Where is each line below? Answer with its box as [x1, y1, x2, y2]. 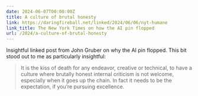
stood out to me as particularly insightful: [6, 53, 106, 60]
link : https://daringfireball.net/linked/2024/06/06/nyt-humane [6, 19, 168, 25]
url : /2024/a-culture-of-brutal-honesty [6, 31, 108, 37]
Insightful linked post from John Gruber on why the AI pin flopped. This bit [6, 47, 187, 54]
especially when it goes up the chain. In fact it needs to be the [20, 77, 173, 84]
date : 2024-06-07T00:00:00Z [6, 8, 76, 15]
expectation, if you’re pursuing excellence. [20, 83, 125, 90]
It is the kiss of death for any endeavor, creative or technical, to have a [20, 64, 192, 71]
